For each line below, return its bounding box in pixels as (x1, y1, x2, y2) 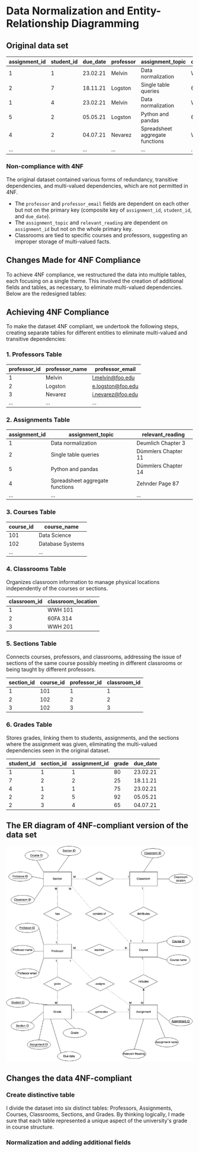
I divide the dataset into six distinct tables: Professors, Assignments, (6, 1104, 173, 1112)
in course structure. (6, 1123, 54, 1131)
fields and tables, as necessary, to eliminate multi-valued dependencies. (6, 284, 183, 291)
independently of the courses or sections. (6, 585, 108, 592)
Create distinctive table (6, 1091, 75, 1099)
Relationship (6, 17, 69, 30)
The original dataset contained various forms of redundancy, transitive (6, 175, 178, 183)
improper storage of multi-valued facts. (14, 238, 111, 245)
